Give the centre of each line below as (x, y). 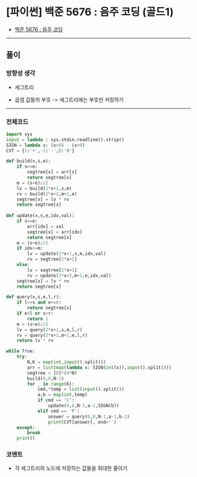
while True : (21, 351)
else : (23, 265)
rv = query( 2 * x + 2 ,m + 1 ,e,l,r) (52, 335)
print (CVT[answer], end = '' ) (82, 422)
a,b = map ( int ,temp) (62, 395)
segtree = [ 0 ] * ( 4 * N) (52, 373)
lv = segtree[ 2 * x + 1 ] (52, 270)
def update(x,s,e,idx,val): (40, 216)
